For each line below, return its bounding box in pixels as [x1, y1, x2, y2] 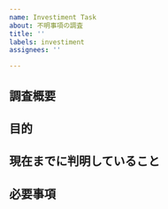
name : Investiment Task [9, 12, 97, 22]
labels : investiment [9, 37, 86, 47]
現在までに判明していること [9, 153, 161, 168]
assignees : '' [9, 46, 62, 55]
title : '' [9, 29, 46, 38]
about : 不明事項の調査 [9, 21, 84, 30]
